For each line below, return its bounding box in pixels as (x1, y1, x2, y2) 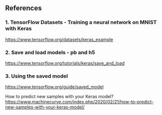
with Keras (5, 25, 32, 32)
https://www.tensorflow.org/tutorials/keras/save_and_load (5, 60, 125, 66)
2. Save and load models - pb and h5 (5, 49, 95, 56)
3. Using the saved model (5, 72, 68, 79)
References (5, 4, 42, 12)
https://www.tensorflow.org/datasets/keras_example (5, 36, 113, 42)
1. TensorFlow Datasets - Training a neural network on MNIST (5, 19, 157, 26)
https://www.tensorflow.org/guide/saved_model (5, 84, 104, 90)
